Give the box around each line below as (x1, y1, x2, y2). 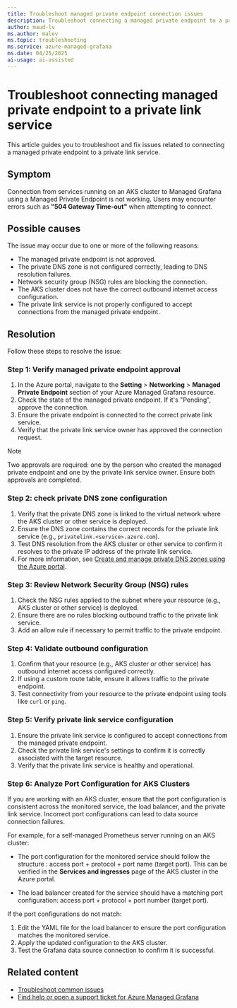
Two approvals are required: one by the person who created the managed (7, 460, 222, 469)
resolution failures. (17, 270, 72, 279)
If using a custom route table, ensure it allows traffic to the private (17, 675, 209, 683)
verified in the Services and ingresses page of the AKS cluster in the (17, 867, 219, 876)
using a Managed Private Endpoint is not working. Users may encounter (7, 195, 217, 203)
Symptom (7, 168, 51, 180)
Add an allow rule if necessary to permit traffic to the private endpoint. (17, 626, 222, 635)
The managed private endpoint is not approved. (17, 255, 157, 264)
